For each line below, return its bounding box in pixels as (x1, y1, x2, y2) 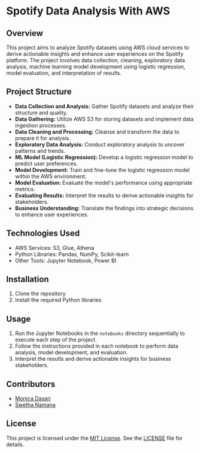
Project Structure (6, 87, 72, 97)
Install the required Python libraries (14, 297, 102, 304)
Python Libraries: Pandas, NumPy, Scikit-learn (14, 250, 129, 258)
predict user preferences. (14, 160, 78, 167)
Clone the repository (14, 290, 66, 297)
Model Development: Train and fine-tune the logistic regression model (14, 166, 190, 173)
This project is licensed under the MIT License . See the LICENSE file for (6, 434, 183, 442)
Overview (6, 28, 44, 38)
